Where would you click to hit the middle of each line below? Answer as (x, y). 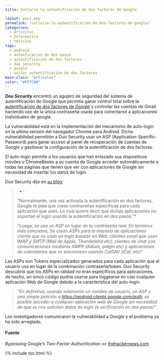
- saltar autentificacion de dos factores (53, 73)
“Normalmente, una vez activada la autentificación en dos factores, (85, 201)
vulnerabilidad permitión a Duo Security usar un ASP (58, 136)
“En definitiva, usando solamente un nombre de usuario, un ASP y (84, 291)
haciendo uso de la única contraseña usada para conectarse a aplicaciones (81, 112)
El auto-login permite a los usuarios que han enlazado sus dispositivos (76, 157)
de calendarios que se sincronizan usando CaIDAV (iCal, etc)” (80, 251)
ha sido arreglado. (23, 321)
